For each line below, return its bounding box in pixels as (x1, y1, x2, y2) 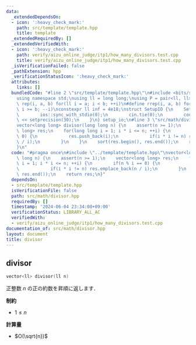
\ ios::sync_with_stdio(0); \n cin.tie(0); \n (16, 111, 163, 117)
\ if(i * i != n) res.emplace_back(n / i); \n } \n (16, 166, 187, 172)
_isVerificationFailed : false (11, 62, 85, 69)
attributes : (11, 79, 41, 85)
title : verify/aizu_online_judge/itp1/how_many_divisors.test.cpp (16, 57, 181, 63)
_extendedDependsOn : (11, 14, 61, 20)
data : (6, 8, 19, 15)
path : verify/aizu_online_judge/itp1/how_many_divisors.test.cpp (16, 52, 179, 58)
